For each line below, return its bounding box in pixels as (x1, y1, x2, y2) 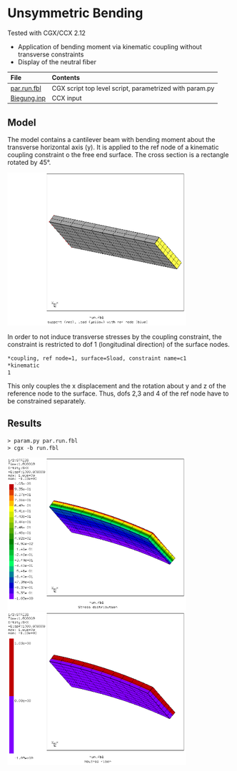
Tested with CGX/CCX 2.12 (7, 29, 86, 37)
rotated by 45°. (7, 158, 51, 167)
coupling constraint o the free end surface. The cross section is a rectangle (7, 151, 229, 159)
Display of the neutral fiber (17, 57, 96, 66)
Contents (51, 74, 81, 82)
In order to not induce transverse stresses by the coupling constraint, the (7, 333, 223, 341)
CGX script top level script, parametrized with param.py (51, 84, 215, 92)
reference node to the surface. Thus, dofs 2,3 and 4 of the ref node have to (7, 389, 230, 398)
